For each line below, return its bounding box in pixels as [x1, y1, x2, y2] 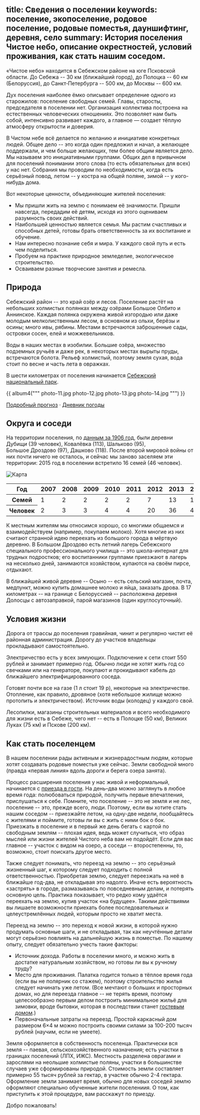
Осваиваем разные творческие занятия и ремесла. [14, 265, 147, 272]
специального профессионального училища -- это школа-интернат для [6, 547, 189, 554]
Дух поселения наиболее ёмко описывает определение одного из [6, 91, 176, 98]
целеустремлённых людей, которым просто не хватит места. [6, 910, 162, 917]
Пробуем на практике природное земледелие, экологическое [14, 252, 174, 260]
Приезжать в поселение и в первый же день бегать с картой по [6, 823, 170, 830]
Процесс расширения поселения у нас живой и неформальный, [6, 779, 170, 786]
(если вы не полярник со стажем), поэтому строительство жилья [14, 977, 183, 985]
